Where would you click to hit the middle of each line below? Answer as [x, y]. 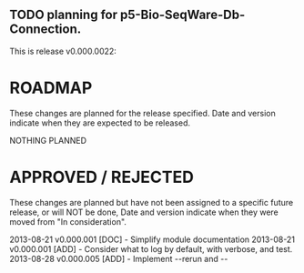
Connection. [46, 30]
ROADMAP [51, 88]
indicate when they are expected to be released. [100, 123]
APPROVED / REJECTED [101, 177]
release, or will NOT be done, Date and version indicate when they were [144, 212]
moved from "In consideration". [68, 221]
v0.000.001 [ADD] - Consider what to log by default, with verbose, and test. [151, 248]
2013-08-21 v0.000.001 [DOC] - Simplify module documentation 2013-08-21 [152, 239]
